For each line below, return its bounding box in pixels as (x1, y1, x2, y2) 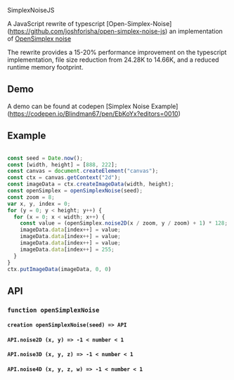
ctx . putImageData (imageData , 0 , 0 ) (7, 266, 112, 273)
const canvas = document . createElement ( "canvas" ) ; (7, 168, 159, 175)
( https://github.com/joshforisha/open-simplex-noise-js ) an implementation (7, 27, 223, 35)
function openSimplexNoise (7, 306, 100, 314)
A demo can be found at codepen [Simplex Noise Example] (7, 102, 178, 110)
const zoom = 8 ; (7, 193, 55, 201)
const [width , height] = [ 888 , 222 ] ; (7, 161, 118, 168)
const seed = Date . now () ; (7, 155, 83, 162)
